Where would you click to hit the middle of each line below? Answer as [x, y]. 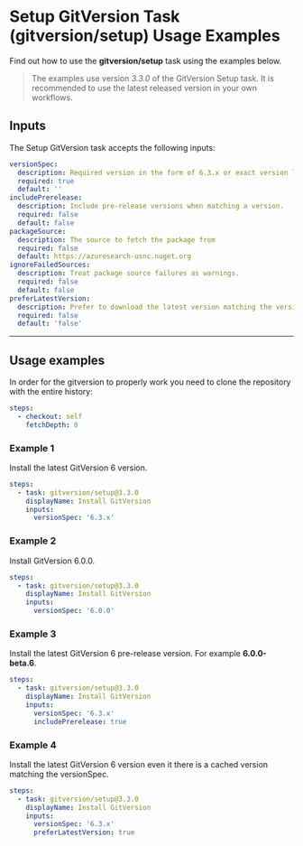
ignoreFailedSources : [50, 265]
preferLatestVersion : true [84, 832]
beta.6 [22, 663]
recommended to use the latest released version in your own [144, 88]
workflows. [52, 98]
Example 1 [32, 448]
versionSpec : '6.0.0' [74, 611]
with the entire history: [51, 392]
